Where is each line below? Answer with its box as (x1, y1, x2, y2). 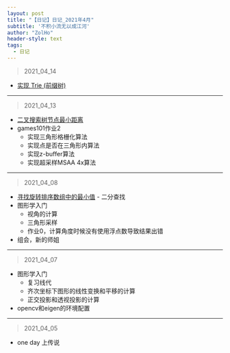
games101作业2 (16, 124, 61, 132)
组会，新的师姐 (16, 235, 60, 243)
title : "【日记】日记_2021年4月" (7, 16, 94, 23)
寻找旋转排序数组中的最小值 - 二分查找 (16, 193, 126, 201)
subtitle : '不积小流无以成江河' (7, 23, 90, 29)
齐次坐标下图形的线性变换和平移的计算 (27, 287, 136, 295)
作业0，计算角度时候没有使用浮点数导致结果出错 (27, 227, 164, 235)
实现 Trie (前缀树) (16, 81, 66, 89)
